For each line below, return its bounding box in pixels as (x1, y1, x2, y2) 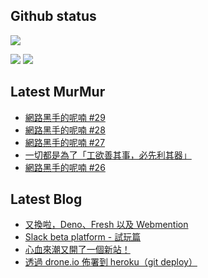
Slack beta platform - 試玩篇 (24, 231, 142, 243)
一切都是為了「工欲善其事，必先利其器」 (24, 149, 192, 161)
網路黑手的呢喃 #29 (24, 111, 106, 123)
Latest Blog (10, 191, 83, 208)
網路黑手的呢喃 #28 (24, 124, 106, 136)
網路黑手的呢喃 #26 (24, 161, 106, 173)
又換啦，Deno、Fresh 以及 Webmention (24, 219, 189, 231)
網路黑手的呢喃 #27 (24, 136, 106, 148)
